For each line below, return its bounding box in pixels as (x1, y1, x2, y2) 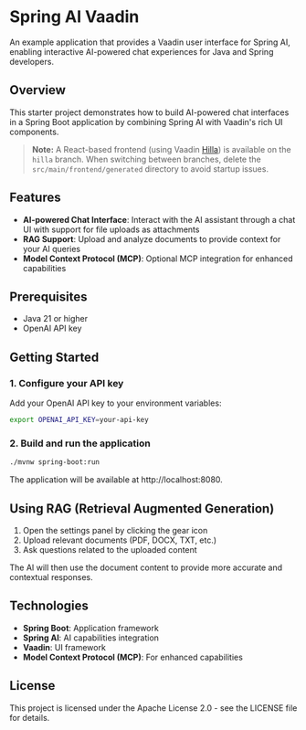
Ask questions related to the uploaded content (22, 544, 198, 555)
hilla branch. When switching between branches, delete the (31, 153, 262, 164)
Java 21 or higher (22, 313, 89, 324)
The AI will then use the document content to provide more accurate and (9, 562, 283, 573)
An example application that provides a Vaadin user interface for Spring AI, (9, 37, 290, 48)
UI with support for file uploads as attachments (22, 224, 200, 235)
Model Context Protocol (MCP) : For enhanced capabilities (22, 651, 244, 662)
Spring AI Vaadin (9, 6, 140, 27)
